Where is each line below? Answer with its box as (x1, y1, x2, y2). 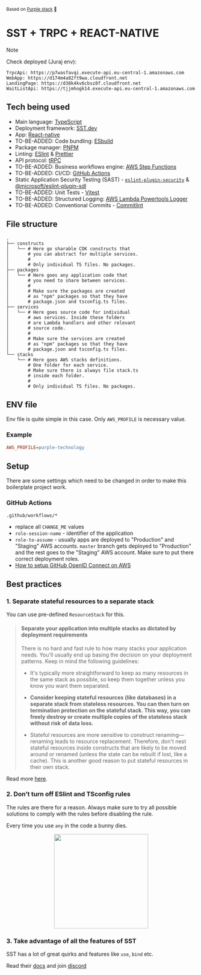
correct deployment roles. (14, 555, 79, 562)
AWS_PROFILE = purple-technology (6, 444, 85, 450)
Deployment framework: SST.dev (14, 125, 97, 132)
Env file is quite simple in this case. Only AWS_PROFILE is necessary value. (6, 415, 187, 423)
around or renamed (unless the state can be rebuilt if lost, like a (29, 750, 187, 757)
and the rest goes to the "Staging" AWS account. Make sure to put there (14, 548, 194, 556)
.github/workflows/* (6, 512, 58, 519)
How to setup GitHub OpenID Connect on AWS (14, 562, 131, 569)
